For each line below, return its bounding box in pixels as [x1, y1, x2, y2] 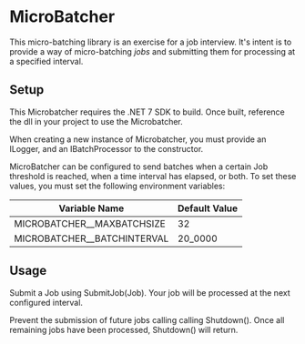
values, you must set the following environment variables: [9, 180, 226, 191]
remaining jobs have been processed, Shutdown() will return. [9, 324, 239, 335]
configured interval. [9, 297, 84, 308]
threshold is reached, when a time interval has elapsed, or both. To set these [9, 170, 297, 181]
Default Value [177, 202, 239, 215]
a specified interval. [9, 56, 84, 66]
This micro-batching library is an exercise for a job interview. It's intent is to [9, 36, 292, 47]
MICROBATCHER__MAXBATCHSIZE [14, 217, 166, 229]
